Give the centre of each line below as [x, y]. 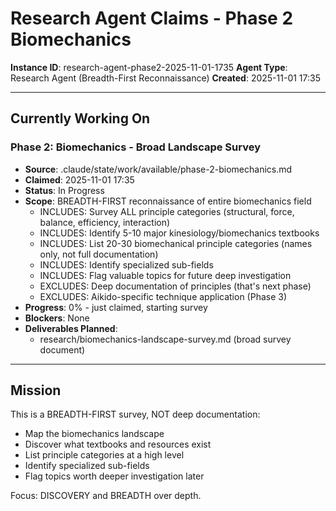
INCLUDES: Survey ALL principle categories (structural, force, [167, 211]
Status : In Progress [64, 190]
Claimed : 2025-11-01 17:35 [79, 179]
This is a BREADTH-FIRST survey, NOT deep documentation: [135, 414]
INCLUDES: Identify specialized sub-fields [126, 264]
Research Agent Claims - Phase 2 [152, 18]
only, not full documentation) [99, 254]
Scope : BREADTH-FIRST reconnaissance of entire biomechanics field [168, 201]
